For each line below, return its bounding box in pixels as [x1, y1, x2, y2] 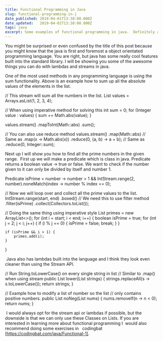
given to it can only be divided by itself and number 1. [5, 166, 112, 172]
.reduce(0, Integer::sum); [5, 142, 55, 147]
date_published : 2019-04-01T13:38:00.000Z [5, 16, 92, 21]
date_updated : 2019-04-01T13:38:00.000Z [5, 20, 92, 26]
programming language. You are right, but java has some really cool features [5, 53, 158, 59]
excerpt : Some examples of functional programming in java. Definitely [5, 30, 155, 34]
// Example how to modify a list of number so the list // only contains [5, 291, 142, 296]
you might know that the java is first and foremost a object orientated [5, 48, 143, 54]
